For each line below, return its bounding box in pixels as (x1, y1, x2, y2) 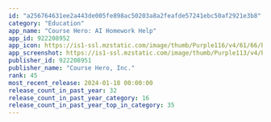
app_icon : (8, 42, 42, 50)
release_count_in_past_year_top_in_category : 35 (8, 101, 175, 109)
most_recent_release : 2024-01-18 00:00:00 (8, 79, 153, 87)
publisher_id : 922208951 (8, 57, 92, 65)
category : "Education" (8, 19, 85, 27)
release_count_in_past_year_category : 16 (8, 94, 150, 102)
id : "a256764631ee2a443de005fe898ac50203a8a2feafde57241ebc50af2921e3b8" (8, 11, 262, 20)
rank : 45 (8, 71, 38, 79)
